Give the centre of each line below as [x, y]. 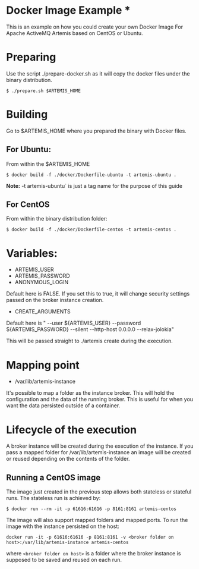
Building [27, 114]
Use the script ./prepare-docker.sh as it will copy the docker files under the [98, 73]
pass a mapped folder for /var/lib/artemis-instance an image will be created [99, 452]
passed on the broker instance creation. [55, 300]
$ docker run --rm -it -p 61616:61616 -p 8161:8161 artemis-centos [91, 509]
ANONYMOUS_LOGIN [42, 282]
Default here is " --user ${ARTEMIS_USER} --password [74, 323]
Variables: [32, 253]
